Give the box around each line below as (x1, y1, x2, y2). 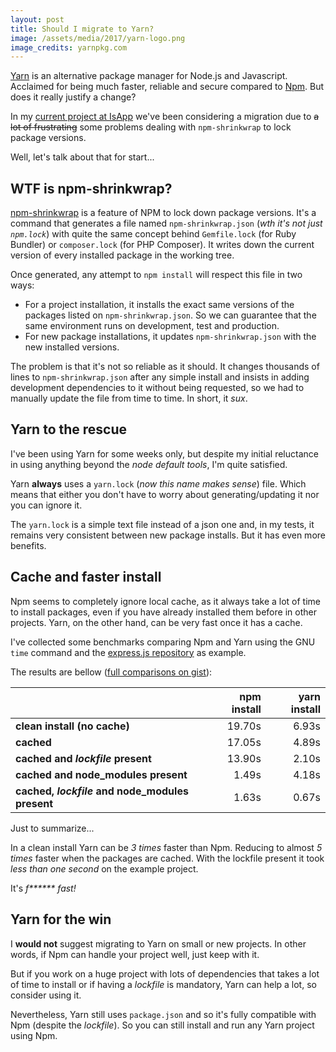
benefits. (10, 539, 47, 551)
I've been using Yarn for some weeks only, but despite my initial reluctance (10, 447, 319, 460)
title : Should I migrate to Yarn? (10, 24, 155, 34)
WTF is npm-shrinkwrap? (10, 180, 173, 197)
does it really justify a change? (10, 91, 137, 103)
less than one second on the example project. (10, 862, 199, 875)
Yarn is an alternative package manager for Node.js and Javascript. (10, 70, 288, 82)
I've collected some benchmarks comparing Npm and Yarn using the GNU (10, 636, 316, 648)
